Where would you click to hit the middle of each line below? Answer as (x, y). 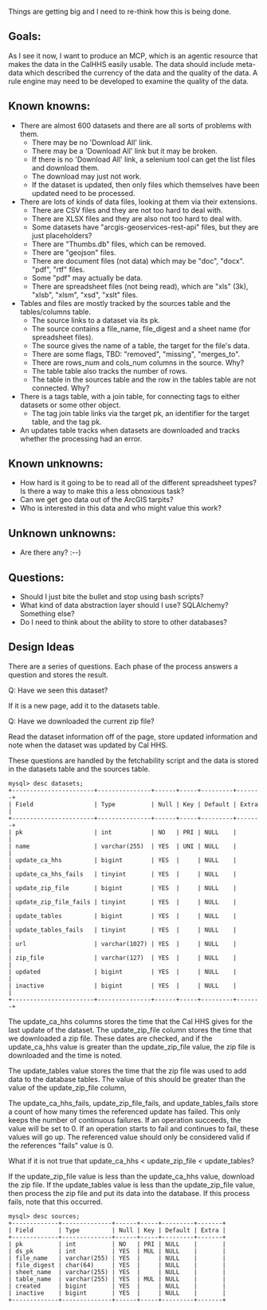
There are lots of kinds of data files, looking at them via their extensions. (138, 202)
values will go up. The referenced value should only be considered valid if (130, 1137)
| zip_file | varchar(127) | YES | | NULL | (123, 958)
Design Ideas (41, 647)
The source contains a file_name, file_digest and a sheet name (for (141, 328)
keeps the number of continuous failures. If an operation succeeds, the (125, 1120)
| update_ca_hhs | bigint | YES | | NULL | (123, 860)
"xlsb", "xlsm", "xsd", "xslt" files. (85, 295)
